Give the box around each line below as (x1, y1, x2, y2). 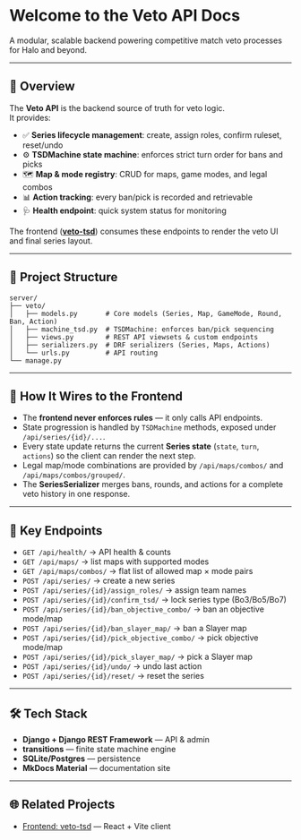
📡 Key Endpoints (9, 523, 103, 538)
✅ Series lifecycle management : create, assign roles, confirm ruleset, (21, 129, 282, 140)
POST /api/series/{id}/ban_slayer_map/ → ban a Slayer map (21, 623, 248, 634)
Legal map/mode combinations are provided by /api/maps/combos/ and (21, 460, 284, 471)
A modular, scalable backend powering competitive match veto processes (9, 35, 282, 46)
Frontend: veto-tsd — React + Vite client (21, 820, 172, 831)
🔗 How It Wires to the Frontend (9, 389, 184, 404)
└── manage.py (9, 356, 63, 365)
